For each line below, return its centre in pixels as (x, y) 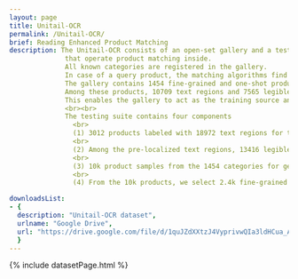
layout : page (33, 17)
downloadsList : (37, 199)
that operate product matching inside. (139, 59)
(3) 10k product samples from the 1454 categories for (176, 166)
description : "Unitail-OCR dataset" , (87, 215)
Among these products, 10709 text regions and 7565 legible (178, 92)
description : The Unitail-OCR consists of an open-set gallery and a (141, 51)
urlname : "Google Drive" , (65, 223)
